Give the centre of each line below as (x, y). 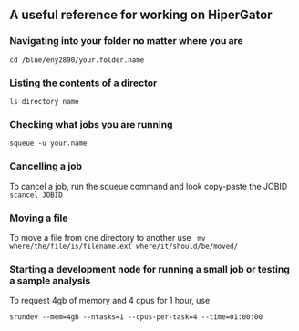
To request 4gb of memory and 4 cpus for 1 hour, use (110, 301)
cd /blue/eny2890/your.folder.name (77, 60)
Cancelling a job (46, 166)
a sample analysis (50, 280)
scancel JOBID (36, 195)
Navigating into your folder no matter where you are (126, 41)
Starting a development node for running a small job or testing (149, 269)
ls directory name (44, 101)
